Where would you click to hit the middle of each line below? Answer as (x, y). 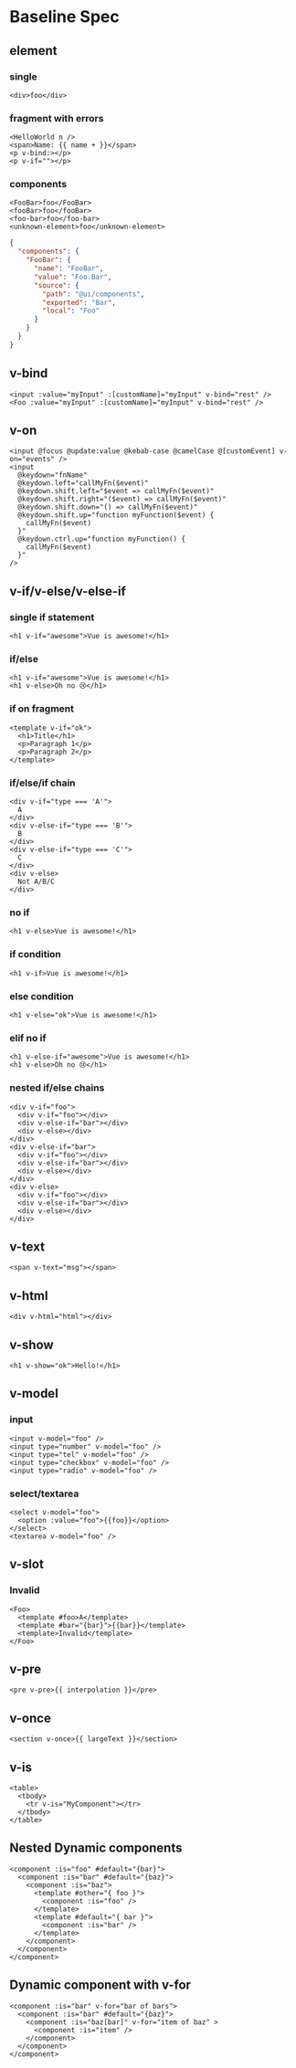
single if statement (52, 617)
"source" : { (56, 285)
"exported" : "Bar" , (79, 302)
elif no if (28, 1038)
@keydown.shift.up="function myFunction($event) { (116, 515)
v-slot (26, 1564)
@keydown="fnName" (53, 475)
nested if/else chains (57, 1088)
